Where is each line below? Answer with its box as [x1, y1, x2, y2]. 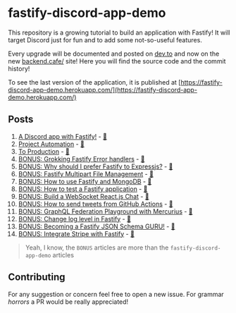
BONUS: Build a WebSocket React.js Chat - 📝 [18, 192, 150, 200]
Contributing [8, 271, 66, 283]
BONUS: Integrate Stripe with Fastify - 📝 [18, 229, 135, 238]
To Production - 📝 [18, 147, 70, 156]
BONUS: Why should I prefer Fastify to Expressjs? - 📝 [18, 162, 173, 171]
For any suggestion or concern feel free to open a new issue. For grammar [8, 290, 224, 298]
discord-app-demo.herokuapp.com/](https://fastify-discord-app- [8, 85, 198, 94]
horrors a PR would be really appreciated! [8, 297, 129, 306]
